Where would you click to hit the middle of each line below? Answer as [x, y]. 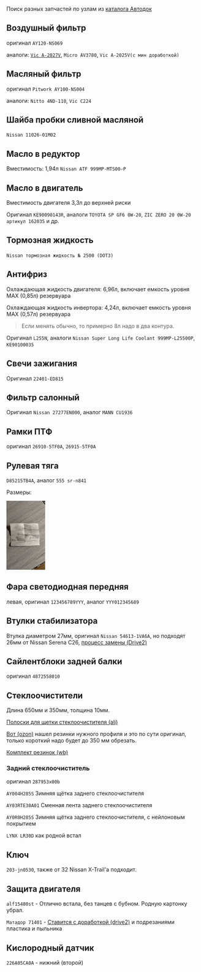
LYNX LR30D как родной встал [44, 835]
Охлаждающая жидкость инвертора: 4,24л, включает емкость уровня [99, 307]
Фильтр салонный [43, 397]
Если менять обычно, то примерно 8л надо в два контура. [98, 326]
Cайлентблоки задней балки [64, 661]
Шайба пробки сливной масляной [75, 120]
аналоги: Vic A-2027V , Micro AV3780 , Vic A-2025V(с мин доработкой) [93, 55]
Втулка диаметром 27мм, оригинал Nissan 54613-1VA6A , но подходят [96, 636]
